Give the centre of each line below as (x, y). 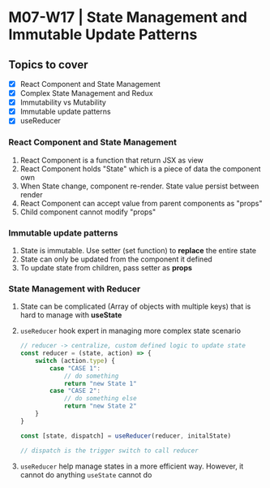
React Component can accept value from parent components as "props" (141, 203)
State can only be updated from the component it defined (116, 259)
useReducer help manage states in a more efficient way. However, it (132, 466)
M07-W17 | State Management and (128, 17)
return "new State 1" (100, 383)
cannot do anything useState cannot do (86, 474)
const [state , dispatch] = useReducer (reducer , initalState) (126, 436)
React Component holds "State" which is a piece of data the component (140, 168)
